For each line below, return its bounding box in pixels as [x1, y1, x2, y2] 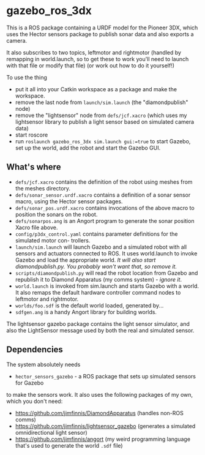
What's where [6, 162, 61, 172]
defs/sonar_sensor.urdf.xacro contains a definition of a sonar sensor [15, 191, 191, 198]
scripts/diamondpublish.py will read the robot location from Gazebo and [15, 269, 198, 276]
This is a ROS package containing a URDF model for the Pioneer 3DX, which [6, 24, 198, 31]
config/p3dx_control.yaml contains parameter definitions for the [15, 230, 178, 238]
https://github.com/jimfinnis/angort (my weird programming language [15, 435, 191, 443]
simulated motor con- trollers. [15, 236, 91, 244]
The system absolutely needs [6, 361, 81, 368]
